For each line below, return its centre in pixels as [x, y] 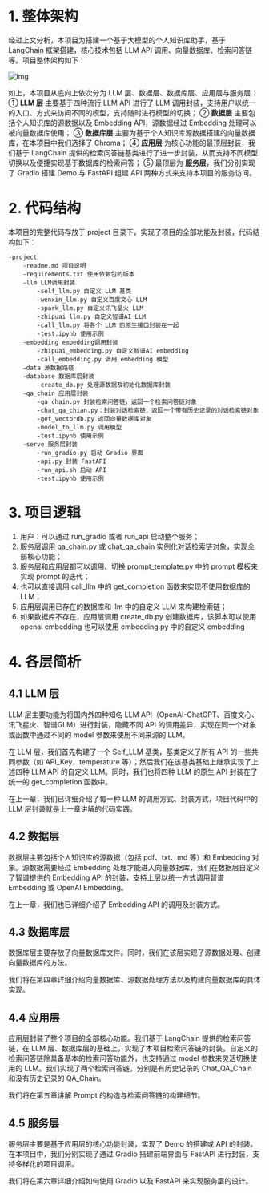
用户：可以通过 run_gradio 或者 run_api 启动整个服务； [110, 536]
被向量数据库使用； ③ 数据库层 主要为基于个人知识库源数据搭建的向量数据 [132, 132]
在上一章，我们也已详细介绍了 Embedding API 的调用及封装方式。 [116, 904]
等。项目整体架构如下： [47, 60]
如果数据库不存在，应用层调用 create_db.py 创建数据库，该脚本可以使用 [138, 616]
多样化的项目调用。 [46, 1164]
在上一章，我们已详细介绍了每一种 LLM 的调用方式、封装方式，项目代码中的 [133, 799]
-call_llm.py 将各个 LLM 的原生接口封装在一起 [108, 325]
